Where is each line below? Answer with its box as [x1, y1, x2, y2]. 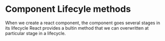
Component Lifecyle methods [5, 3, 131, 15]
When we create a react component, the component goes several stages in [5, 20, 160, 26]
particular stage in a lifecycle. [5, 30, 66, 36]
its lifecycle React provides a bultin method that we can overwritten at [5, 25, 149, 31]
